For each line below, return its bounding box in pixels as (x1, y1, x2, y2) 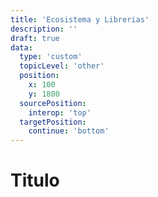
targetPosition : (19, 117, 87, 127)
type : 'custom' (19, 52, 83, 62)
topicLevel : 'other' (19, 61, 105, 71)
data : (10, 42, 33, 53)
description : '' (10, 24, 78, 34)
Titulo (10, 169, 60, 192)
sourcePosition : (19, 98, 87, 108)
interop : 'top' (28, 107, 92, 118)
